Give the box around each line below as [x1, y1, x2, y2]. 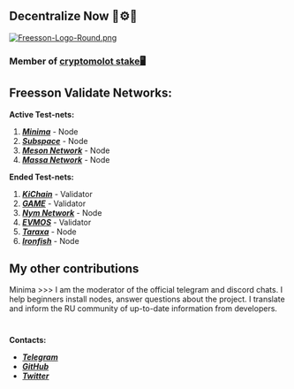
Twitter [21, 370, 49, 381]
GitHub [21, 361, 49, 371]
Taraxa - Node [21, 226, 77, 237]
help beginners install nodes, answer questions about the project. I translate [9, 294, 285, 305]
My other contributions [9, 261, 139, 276]
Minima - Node [21, 126, 79, 137]
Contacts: [9, 334, 47, 345]
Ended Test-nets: [9, 172, 74, 182]
